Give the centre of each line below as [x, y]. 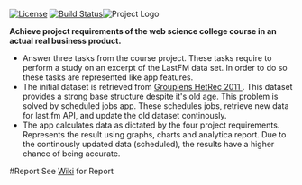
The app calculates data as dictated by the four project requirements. [151, 125]
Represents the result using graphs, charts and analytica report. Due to [154, 134]
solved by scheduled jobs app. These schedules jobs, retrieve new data [156, 106]
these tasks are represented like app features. [108, 77]
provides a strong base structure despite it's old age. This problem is [150, 96]
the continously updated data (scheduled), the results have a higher [148, 144]
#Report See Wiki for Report [62, 171]
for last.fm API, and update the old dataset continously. [124, 115]
